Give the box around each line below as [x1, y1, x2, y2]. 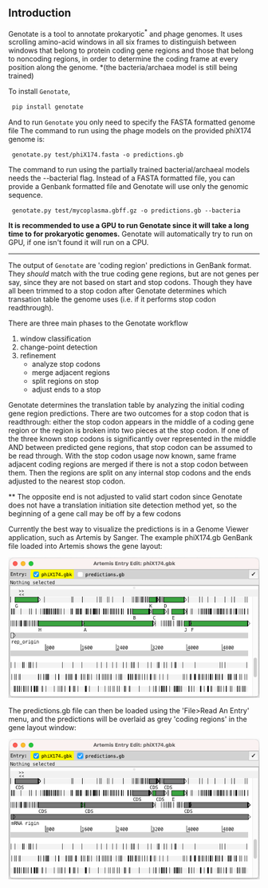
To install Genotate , [8, 87, 70, 97]
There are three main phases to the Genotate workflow [8, 318, 189, 328]
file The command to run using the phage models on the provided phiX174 [8, 126, 252, 136]
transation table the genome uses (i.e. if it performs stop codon [8, 294, 217, 304]
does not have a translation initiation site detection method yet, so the [8, 500, 238, 510]
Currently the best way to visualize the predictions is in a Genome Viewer [8, 524, 249, 534]
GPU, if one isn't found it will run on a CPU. [8, 238, 149, 247]
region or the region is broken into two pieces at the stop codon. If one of [8, 426, 249, 436]
